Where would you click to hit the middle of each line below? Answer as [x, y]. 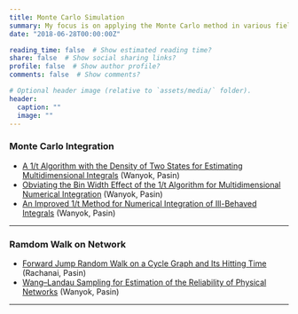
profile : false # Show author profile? [85, 67]
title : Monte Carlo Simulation [67, 17]
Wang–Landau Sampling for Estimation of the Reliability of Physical [144, 282]
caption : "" [39, 107]
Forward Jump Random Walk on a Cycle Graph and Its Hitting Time [144, 263]
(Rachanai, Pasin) [54, 272]
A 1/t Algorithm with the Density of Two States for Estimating [132, 166]
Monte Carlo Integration [62, 146]
